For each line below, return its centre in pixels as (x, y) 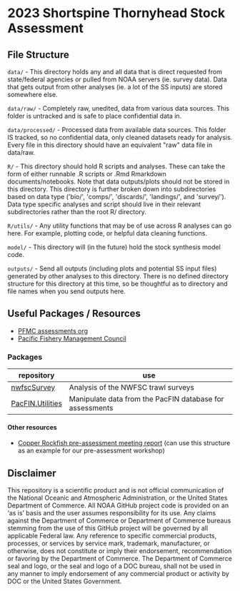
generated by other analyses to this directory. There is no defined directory (118, 276)
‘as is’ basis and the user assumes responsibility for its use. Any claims (112, 513)
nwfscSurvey (33, 388)
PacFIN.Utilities (37, 403)
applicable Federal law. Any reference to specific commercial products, (112, 536)
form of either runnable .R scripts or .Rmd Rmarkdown (87, 174)
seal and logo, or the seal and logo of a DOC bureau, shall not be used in (114, 566)
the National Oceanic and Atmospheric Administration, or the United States (117, 498)
